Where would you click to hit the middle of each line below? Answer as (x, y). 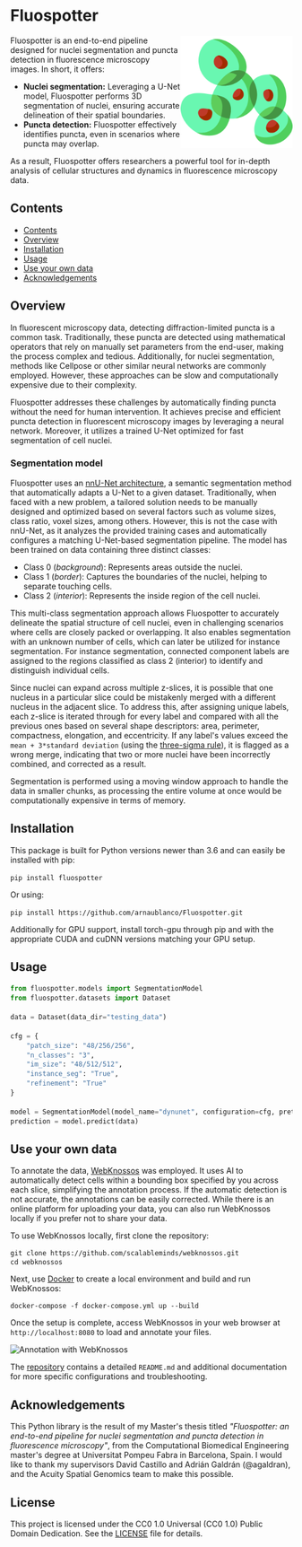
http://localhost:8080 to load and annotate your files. (111, 1333)
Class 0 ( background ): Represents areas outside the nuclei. (133, 567)
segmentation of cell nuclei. (61, 440)
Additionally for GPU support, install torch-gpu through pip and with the (142, 929)
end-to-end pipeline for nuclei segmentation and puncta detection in (137, 1436)
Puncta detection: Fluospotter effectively (100, 124)
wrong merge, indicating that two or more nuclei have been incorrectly (141, 754)
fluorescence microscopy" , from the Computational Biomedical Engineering (150, 1446)
